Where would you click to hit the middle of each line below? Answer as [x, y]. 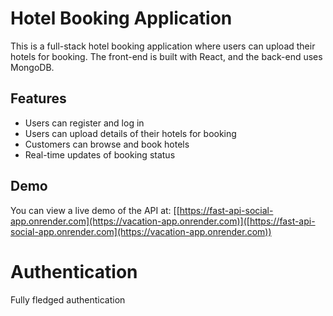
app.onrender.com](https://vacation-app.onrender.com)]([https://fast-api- [163, 221]
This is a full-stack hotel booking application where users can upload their [163, 46]
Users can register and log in [84, 123]
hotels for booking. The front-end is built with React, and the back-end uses [166, 56]
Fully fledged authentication [68, 299]
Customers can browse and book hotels [107, 144]
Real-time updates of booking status [100, 154]
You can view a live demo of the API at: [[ [95, 210]
